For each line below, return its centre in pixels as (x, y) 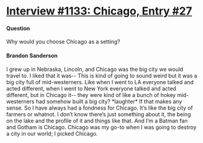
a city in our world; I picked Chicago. (52, 133)
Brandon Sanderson (32, 55)
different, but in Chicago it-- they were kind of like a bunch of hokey (91, 95)
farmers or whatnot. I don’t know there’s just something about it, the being (98, 114)
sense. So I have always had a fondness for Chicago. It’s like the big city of (100, 108)
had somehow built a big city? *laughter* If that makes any (109, 101)
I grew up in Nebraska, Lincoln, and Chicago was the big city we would (95, 69)
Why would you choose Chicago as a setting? (63, 42)
